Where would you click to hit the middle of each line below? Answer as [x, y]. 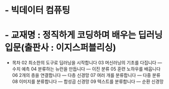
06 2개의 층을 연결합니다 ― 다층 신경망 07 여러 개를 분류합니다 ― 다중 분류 [86, 75]
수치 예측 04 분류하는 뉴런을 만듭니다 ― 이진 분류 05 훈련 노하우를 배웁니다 [86, 69]
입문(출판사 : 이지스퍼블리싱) [61, 48]
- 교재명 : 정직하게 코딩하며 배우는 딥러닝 [84, 35]
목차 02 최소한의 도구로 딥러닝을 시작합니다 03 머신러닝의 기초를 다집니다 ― [87, 63]
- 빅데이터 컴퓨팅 [37, 10]
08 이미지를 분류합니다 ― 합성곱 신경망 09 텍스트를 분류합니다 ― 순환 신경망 [88, 81]
